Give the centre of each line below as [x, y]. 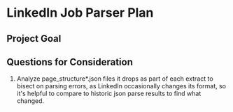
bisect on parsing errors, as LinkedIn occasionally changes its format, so [121, 86]
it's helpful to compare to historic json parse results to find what [109, 94]
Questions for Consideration [70, 62]
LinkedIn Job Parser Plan [80, 13]
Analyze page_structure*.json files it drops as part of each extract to [115, 79]
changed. [30, 101]
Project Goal [34, 39]
